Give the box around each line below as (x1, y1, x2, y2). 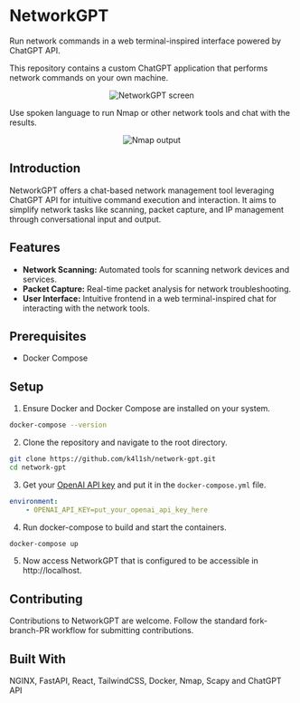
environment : (9, 496, 59, 506)
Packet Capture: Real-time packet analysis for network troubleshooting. (22, 283, 292, 294)
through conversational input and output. (9, 214, 162, 225)
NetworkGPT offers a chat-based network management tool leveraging (9, 185, 275, 196)
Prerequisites (9, 328, 87, 344)
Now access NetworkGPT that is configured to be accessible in (22, 555, 259, 566)
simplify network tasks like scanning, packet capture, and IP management (9, 204, 285, 215)
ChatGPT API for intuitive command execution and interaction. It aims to (9, 194, 277, 205)
